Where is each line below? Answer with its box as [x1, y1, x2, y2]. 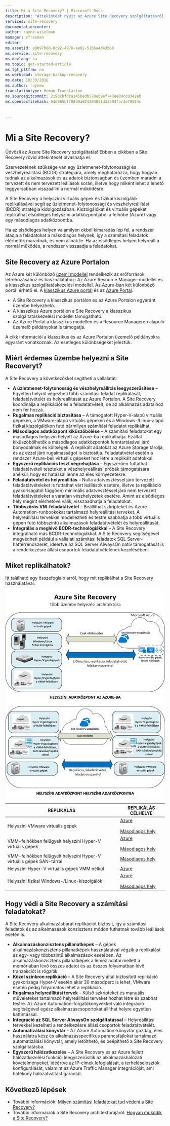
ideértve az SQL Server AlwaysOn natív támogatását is [50, 541, 164, 547]
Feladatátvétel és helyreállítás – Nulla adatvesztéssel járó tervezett [12, 476, 154, 482]
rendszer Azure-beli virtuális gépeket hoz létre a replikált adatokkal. [12, 455, 154, 461]
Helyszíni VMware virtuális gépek [7, 822, 77, 829]
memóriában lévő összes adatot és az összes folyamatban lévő [12, 963, 145, 969]
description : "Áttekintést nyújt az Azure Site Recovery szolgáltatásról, [5, 13, 166, 19]
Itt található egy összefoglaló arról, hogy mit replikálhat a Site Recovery [5, 575, 153, 581]
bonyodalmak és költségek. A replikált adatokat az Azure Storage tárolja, [12, 444, 164, 451]
